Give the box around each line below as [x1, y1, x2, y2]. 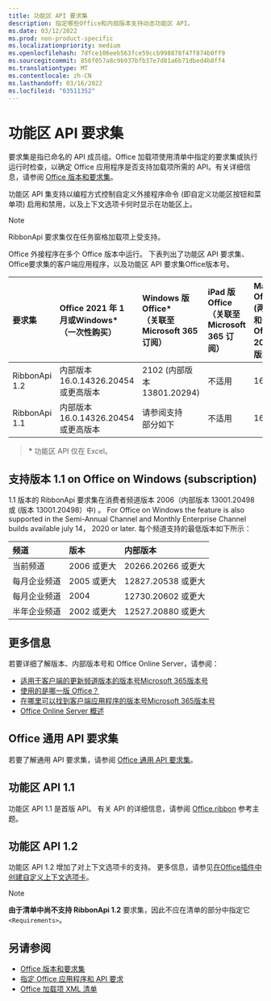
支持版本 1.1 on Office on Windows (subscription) [8, 472, 257, 486]
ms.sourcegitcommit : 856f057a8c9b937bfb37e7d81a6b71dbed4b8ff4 [8, 57, 226, 65]
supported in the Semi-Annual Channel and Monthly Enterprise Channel [8, 514, 247, 524]
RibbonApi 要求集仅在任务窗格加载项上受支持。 [8, 232, 165, 242]
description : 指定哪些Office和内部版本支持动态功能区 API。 [8, 19, 194, 27]
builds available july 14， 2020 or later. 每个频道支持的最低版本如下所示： [8, 524, 252, 534]
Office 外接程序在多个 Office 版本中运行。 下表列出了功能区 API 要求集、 [8, 249, 249, 259]
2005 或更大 [69, 575, 117, 587]
